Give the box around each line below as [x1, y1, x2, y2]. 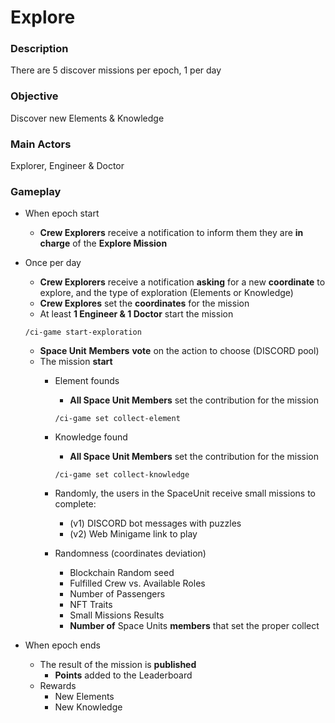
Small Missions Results [69, 609, 165, 621]
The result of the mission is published [39, 659, 197, 671]
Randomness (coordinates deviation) [54, 547, 207, 560]
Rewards [39, 680, 77, 692]
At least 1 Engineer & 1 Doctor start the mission [39, 308, 234, 320]
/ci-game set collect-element [54, 414, 181, 424]
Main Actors [10, 137, 72, 151]
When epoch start [24, 207, 100, 220]
